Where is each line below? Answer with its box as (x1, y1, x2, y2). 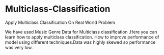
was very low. (5, 44, 33, 50)
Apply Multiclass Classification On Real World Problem (5, 19, 115, 25)
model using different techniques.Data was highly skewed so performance (5, 39, 156, 45)
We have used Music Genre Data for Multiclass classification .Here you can (5, 29, 157, 35)
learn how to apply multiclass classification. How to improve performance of (5, 34, 160, 40)
